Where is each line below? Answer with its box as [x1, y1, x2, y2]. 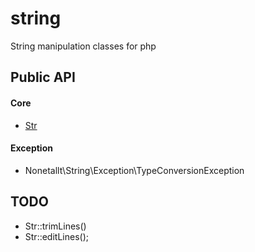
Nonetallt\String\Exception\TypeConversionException [24, 164, 245, 176]
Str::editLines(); [24, 230, 89, 242]
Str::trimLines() [24, 220, 87, 232]
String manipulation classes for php [10, 40, 157, 52]
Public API [10, 69, 76, 86]
